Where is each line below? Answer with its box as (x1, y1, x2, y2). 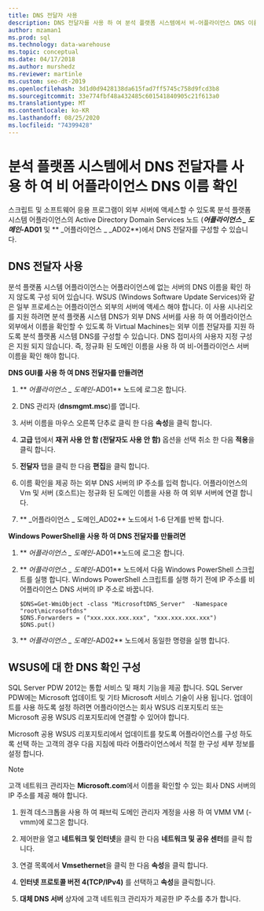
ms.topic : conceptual (8, 48, 79, 56)
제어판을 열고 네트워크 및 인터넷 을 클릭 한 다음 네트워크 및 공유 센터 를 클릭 (19, 834, 245, 843)
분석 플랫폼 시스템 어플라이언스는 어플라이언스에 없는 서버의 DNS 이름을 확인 (8, 282, 244, 291)
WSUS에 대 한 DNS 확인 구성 (8, 661, 141, 674)
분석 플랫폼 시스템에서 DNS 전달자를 (8, 157, 229, 176)
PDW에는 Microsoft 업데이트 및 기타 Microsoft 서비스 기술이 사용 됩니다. (8, 693, 232, 702)
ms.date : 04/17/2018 (8, 56, 76, 64)
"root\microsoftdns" (19, 607, 87, 615)
